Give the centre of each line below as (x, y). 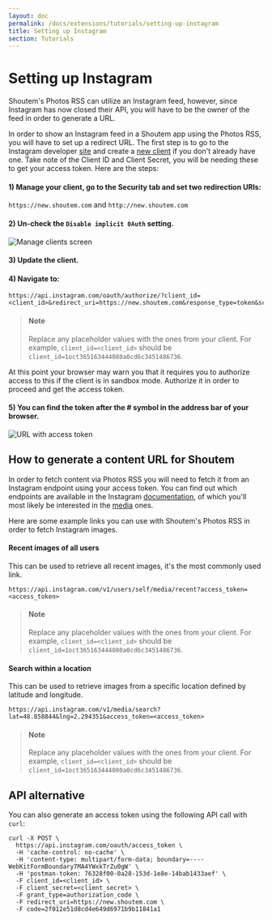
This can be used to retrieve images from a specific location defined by (127, 687)
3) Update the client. (44, 260)
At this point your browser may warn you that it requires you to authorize (129, 372)
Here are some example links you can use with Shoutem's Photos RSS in (130, 520)
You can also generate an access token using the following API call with (128, 815)
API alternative (47, 795)
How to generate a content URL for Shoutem (121, 460)
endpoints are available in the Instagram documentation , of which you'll (127, 496)
